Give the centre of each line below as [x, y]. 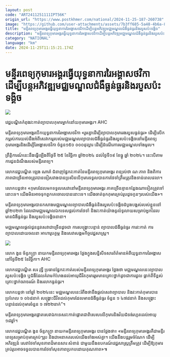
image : [12, 24]
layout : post [19, 10]
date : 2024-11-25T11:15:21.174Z [39, 48]
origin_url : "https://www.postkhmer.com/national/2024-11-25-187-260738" [85, 19]
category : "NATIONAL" [28, 39]
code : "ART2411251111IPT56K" [36, 15]
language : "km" [21, 43]
